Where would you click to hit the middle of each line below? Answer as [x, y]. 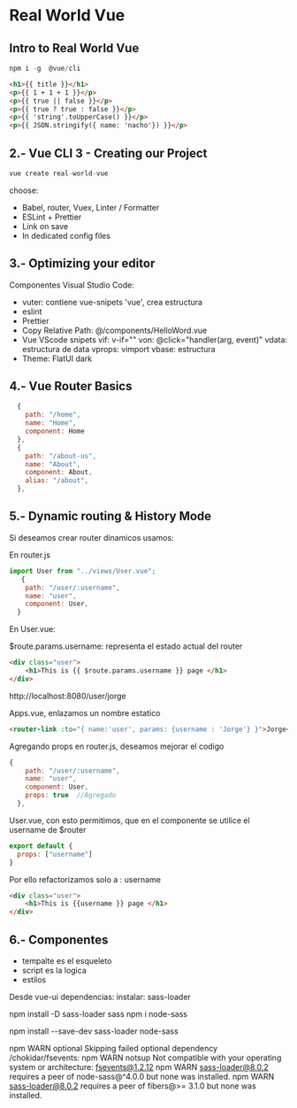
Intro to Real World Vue [74, 48]
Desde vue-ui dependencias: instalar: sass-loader [100, 996]
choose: [24, 190]
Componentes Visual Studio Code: [72, 285]
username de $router [48, 829]
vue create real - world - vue [59, 173]
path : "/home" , [53, 415]
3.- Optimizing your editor [82, 263]
